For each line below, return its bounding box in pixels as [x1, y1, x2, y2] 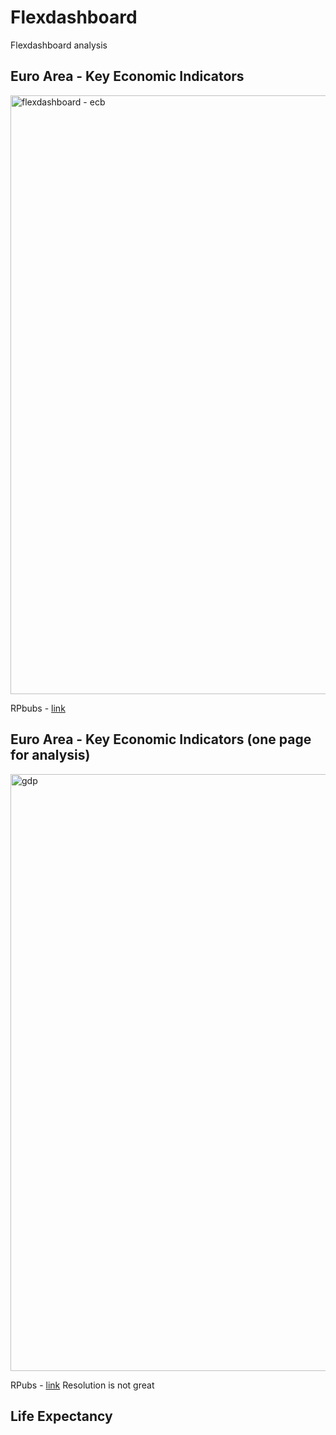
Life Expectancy [10, 1407, 113, 1425]
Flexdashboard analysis [10, 39, 108, 51]
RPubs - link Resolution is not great [10, 1379, 155, 1391]
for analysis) [10, 747, 91, 764]
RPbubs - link [10, 702, 66, 714]
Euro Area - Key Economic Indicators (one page [10, 731, 312, 748]
